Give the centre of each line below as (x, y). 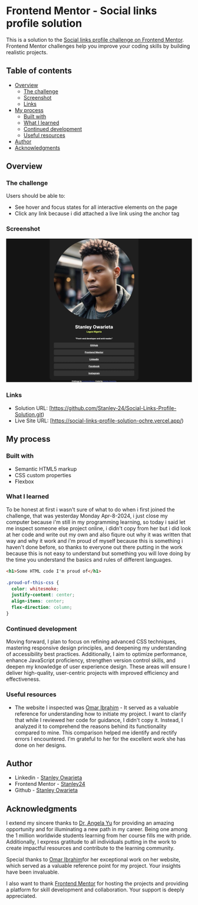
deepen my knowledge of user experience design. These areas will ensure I (98, 667)
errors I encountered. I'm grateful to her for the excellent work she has (100, 739)
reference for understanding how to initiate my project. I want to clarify (100, 714)
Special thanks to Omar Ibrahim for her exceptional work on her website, (93, 860)
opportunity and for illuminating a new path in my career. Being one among (97, 829)
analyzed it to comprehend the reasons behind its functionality (90, 726)
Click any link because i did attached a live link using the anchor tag (97, 214)
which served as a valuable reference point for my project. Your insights (93, 866)
